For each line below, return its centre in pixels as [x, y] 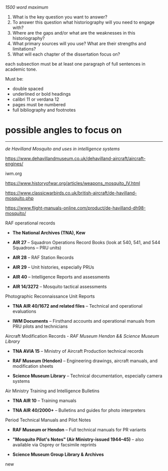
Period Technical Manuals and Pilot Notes [48, 420]
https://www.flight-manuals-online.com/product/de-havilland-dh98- [75, 208]
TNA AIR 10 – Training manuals [44, 400]
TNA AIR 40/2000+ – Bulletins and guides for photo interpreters [79, 410]
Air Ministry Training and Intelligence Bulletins [52, 391]
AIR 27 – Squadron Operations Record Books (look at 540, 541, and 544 [86, 242]
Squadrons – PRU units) [37, 248]
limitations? [24, 49]
